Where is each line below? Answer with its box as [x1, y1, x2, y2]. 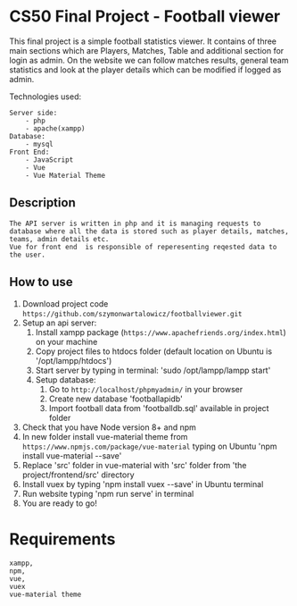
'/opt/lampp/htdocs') [35, 355, 112, 366]
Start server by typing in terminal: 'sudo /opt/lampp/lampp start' [35, 365, 271, 375]
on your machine [35, 336, 98, 347]
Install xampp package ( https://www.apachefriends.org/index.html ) [35, 326, 287, 337]
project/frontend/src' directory [21, 469, 136, 480]
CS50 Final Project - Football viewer [9, 6, 281, 27]
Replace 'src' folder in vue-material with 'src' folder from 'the [21, 459, 247, 470]
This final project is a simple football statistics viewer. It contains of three [9, 36, 277, 46]
